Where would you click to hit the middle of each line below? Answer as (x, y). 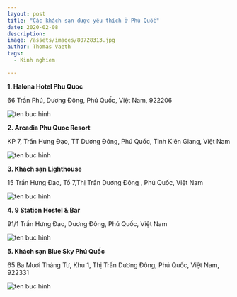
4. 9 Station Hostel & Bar (44, 210)
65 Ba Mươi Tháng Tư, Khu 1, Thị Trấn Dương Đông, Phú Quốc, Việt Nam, (114, 265)
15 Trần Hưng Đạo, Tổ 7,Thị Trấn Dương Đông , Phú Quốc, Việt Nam (105, 182)
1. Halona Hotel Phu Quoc (45, 86)
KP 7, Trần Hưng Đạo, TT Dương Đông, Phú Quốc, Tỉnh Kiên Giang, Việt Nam (119, 141)
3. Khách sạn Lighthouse (45, 169)
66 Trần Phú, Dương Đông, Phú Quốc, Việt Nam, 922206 (90, 100)
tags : (15, 54)
